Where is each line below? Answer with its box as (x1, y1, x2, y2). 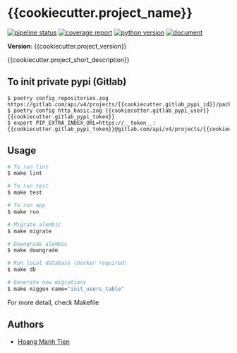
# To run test (7, 182, 49, 190)
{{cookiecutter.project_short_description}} (7, 55, 130, 64)
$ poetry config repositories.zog (7, 94, 109, 101)
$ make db (7, 266, 37, 273)
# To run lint (7, 163, 49, 171)
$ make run (7, 208, 39, 216)
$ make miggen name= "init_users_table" (7, 285, 125, 292)
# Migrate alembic (7, 221, 61, 228)
